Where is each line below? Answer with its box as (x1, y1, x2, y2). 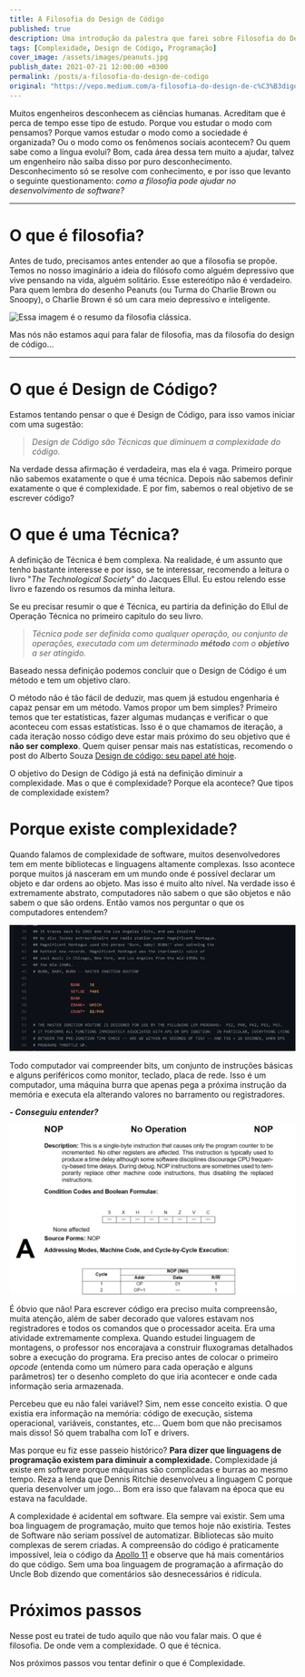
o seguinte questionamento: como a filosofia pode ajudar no (9, 175, 237, 186)
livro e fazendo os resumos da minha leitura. (9, 583, 175, 594)
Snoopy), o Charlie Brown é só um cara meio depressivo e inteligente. (9, 293, 271, 304)
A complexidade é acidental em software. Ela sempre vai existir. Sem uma (9, 1510, 285, 1521)
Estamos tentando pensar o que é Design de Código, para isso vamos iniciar (9, 409, 296, 419)
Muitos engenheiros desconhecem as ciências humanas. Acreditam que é (9, 107, 286, 118)
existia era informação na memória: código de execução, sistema (9, 1407, 253, 1418)
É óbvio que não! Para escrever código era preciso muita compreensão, (9, 1303, 278, 1314)
